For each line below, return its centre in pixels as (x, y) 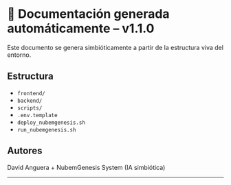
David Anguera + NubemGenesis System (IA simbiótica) (86, 167)
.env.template (37, 115)
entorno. (19, 55)
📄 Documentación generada (88, 14)
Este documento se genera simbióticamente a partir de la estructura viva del (115, 47)
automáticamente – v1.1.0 (81, 28)
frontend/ (31, 93)
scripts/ (30, 108)
